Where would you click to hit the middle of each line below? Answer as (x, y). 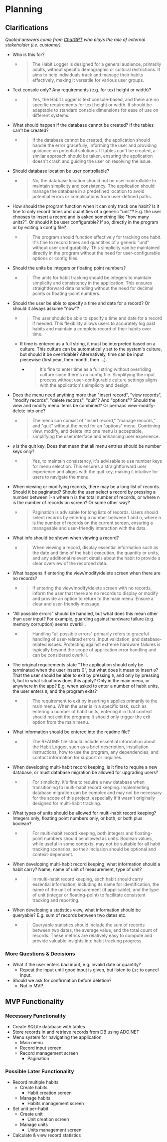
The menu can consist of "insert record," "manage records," (94, 421)
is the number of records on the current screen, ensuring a (92, 523)
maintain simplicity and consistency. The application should (93, 186)
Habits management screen (56, 1104)
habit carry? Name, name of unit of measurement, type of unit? (77, 869)
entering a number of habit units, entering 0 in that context (92, 712)
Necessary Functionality (36, 1016)
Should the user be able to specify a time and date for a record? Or (81, 303)
